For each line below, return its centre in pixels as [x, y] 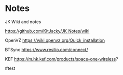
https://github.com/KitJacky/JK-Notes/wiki [47, 31]
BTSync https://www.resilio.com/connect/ [47, 50]
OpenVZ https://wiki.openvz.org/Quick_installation [55, 40]
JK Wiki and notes [23, 22]
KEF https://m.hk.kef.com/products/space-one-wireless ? [61, 59]
